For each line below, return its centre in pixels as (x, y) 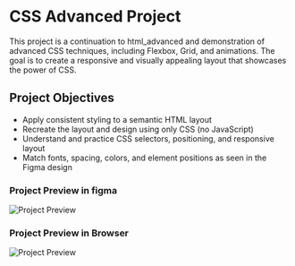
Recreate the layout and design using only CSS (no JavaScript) (138, 129)
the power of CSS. (43, 70)
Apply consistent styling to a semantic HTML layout (117, 119)
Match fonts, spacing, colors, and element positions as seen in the (144, 158)
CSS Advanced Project (95, 17)
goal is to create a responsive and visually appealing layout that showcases (148, 60)
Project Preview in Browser (69, 233)
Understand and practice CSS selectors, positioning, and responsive (148, 138)
